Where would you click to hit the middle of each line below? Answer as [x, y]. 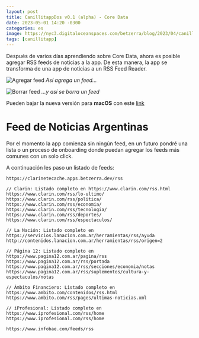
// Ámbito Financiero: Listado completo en [61, 287]
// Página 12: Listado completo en [50, 251]
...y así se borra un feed [70, 92]
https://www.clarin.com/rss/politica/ [54, 199]
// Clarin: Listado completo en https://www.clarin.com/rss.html [88, 189]
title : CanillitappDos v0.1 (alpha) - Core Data [67, 17]
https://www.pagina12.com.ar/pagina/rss [57, 256]
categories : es [25, 28]
